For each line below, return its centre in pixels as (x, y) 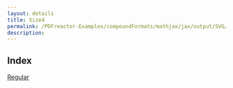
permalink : (23, 26)
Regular (18, 77)
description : (26, 33)
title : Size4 (26, 20)
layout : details (31, 13)
